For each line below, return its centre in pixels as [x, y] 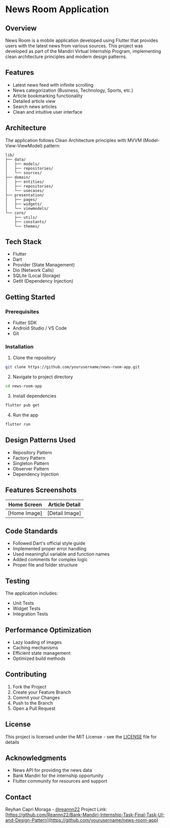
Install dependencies [35, 396]
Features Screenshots [41, 490]
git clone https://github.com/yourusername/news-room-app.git [73, 367]
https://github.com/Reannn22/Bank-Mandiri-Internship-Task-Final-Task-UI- [86, 815]
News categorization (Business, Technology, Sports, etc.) [73, 90]
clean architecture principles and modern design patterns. [66, 57]
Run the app [25, 415]
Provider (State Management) [44, 265]
